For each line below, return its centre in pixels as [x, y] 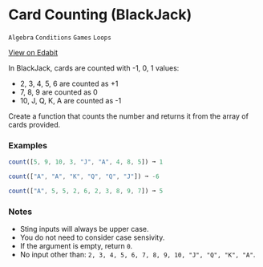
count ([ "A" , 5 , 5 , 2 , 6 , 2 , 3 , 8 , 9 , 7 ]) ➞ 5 [86, 191]
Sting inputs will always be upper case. [85, 229]
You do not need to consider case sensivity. [92, 237]
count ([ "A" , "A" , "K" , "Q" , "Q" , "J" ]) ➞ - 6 [84, 177]
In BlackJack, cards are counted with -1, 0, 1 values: [94, 68]
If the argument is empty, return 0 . [76, 246]
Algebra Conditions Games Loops [60, 38]
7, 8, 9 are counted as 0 [59, 92]
